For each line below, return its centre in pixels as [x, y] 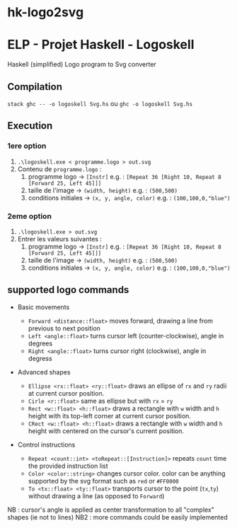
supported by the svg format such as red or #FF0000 [103, 481]
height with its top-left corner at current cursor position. [109, 415]
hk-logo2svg [46, 12]
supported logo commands [68, 290]
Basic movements [44, 307]
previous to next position [64, 328]
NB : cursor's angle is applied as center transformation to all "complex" [111, 510]
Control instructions [46, 444]
